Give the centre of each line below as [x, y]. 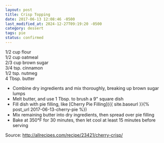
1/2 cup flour [18, 52]
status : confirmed [24, 38]
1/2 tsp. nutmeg [21, 73]
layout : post [19, 10]
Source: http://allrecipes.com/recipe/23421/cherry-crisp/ [64, 135]
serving [20, 125]
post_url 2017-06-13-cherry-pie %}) [50, 109]
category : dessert [24, 28]
